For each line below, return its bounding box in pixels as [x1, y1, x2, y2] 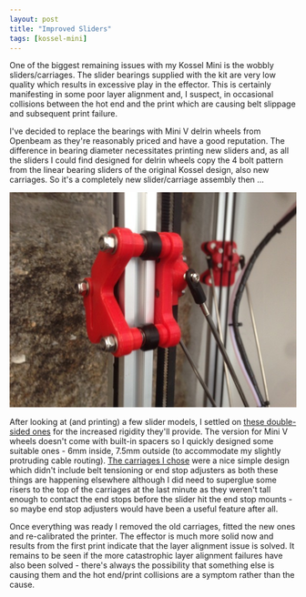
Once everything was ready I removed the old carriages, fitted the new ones [9, 521, 296, 532]
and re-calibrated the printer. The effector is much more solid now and [9, 531, 274, 541]
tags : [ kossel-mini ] [9, 34, 88, 43]
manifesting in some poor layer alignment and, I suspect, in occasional [9, 89, 274, 100]
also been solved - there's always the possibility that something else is [9, 560, 275, 571]
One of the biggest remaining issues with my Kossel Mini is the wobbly [9, 60, 275, 71]
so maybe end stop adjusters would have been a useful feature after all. [9, 503, 279, 514]
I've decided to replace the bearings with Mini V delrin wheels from [9, 126, 261, 137]
